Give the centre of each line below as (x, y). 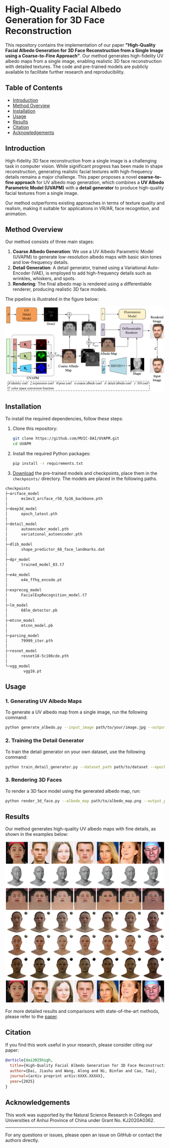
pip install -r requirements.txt (48, 463)
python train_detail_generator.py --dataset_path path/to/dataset (77, 767)
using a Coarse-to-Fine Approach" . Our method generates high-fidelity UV (84, 56)
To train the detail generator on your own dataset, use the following (75, 752)
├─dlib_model (19, 544)
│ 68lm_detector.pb (31, 610)
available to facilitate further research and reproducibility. (65, 72)
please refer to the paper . (32, 1017)
